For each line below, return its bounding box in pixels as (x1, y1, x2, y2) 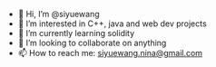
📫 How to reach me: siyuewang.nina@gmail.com (17, 48, 202, 58)
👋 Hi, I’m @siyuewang (17, 9, 100, 19)
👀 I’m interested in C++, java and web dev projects (17, 18, 207, 29)
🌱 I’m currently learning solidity (17, 28, 135, 38)
